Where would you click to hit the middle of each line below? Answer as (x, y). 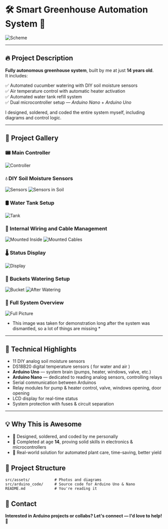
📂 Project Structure (35, 468)
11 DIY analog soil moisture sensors (48, 361)
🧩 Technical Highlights (41, 349)
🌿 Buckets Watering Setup (37, 279)
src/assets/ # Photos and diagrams (53, 480)
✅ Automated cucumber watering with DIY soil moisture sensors (71, 85)
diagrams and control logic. (33, 117)
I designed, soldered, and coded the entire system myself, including (75, 112)
